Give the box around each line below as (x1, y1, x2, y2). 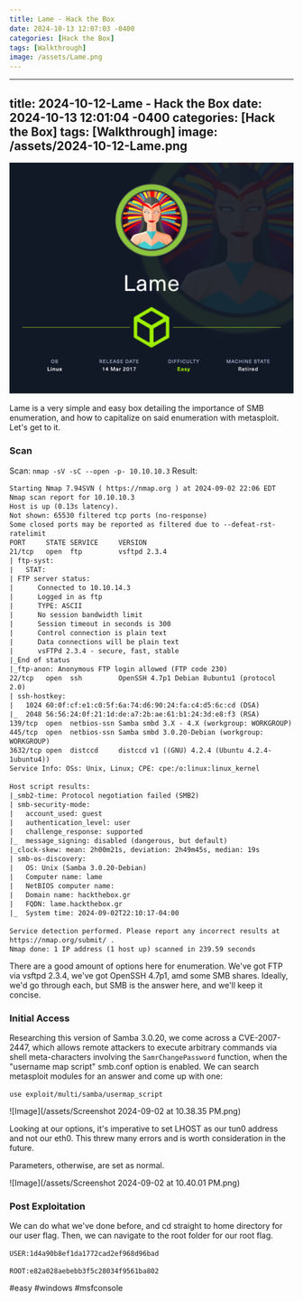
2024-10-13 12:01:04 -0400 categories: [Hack (9, 109, 276, 126)
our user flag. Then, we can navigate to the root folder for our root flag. (9, 1230, 273, 1241)
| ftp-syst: (9, 556, 54, 565)
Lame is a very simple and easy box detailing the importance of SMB (9, 403, 264, 414)
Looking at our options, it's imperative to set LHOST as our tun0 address (9, 1123, 279, 1134)
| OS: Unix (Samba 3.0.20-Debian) (9, 863, 147, 872)
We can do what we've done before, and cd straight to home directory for (9, 1221, 283, 1232)
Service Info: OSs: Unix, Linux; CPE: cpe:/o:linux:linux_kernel (9, 763, 260, 773)
